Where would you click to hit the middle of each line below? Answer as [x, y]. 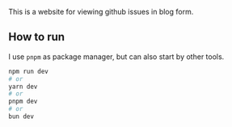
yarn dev [23, 87]
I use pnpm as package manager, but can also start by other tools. [116, 57]
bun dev [21, 116]
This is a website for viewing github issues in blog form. [101, 12]
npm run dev [28, 71]
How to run [37, 37]
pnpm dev [23, 102]
